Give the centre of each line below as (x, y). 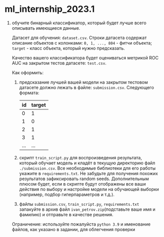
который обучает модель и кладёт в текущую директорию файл (87, 163)
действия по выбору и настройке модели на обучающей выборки (89, 189)
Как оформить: (28, 72)
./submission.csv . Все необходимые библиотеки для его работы (87, 168)
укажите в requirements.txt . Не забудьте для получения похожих (88, 173)
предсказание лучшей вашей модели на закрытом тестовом (83, 82)
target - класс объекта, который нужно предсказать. (68, 48)
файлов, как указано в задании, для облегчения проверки (74, 229)
